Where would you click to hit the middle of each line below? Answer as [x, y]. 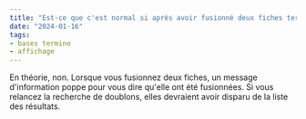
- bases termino [40, 43]
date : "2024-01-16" [46, 26]
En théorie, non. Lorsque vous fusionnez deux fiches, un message [133, 77]
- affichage [32, 52]
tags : [20, 35]
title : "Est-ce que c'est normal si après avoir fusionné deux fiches [146, 18]
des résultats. [35, 106]
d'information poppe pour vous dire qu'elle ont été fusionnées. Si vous [142, 87]
